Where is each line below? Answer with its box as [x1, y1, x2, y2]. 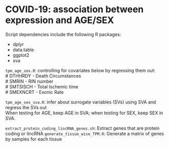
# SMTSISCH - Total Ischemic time [5, 83, 78, 90]
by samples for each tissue [5, 136, 62, 142]
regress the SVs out [5, 104, 47, 110]
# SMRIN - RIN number [5, 78, 54, 84]
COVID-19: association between [5, 4, 144, 15]
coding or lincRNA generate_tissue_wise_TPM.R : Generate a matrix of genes [5, 130, 164, 136]
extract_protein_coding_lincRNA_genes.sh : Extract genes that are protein [5, 125, 160, 131]
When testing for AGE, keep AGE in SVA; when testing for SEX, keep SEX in [5, 110, 163, 116]
